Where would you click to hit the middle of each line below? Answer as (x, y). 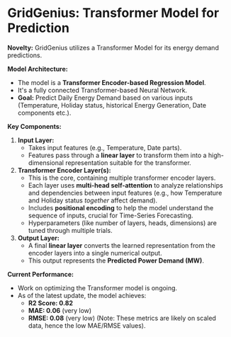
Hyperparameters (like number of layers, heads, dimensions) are (123, 223)
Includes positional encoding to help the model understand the (121, 207)
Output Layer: (39, 238)
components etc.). (44, 113)
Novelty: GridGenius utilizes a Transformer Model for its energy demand (113, 47)
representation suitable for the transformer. (128, 162)
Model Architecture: (38, 69)
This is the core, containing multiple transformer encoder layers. (122, 178)
